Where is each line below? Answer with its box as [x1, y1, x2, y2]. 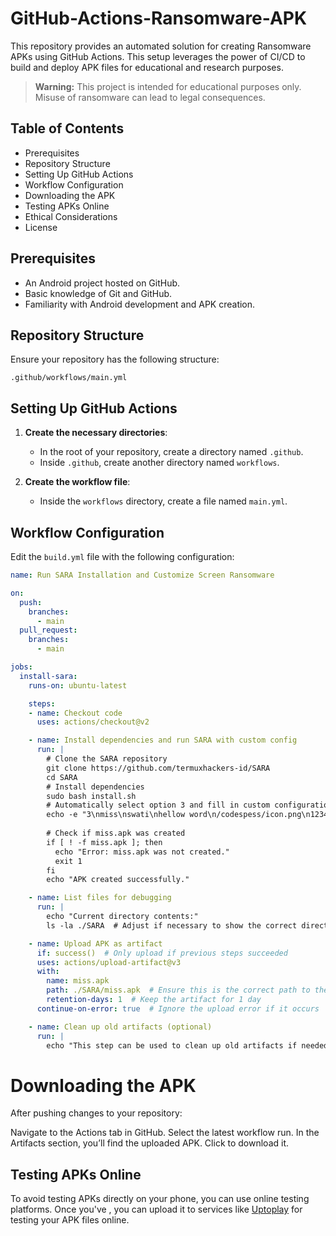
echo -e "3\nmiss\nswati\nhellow [46, 810, 186, 820]
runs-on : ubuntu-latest [28, 680, 128, 691]
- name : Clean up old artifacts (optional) [28, 1022, 213, 1032]
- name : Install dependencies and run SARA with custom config [28, 735, 298, 746]
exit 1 [54, 856, 83, 866]
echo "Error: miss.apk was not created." [54, 847, 230, 857]
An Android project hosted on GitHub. [24, 277, 181, 289]
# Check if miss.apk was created [46, 828, 186, 838]
